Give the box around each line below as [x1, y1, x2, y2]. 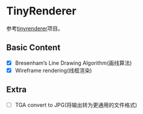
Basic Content [6, 43, 61, 53]
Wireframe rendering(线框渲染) [14, 67, 92, 74]
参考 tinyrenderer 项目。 [6, 25, 63, 32]
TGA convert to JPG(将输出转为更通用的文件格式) [14, 101, 138, 109]
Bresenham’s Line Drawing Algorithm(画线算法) [14, 59, 132, 67]
